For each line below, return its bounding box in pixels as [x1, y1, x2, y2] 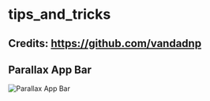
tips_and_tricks [8, 5, 111, 23]
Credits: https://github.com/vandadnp [8, 37, 202, 50]
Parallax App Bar [8, 63, 92, 76]
